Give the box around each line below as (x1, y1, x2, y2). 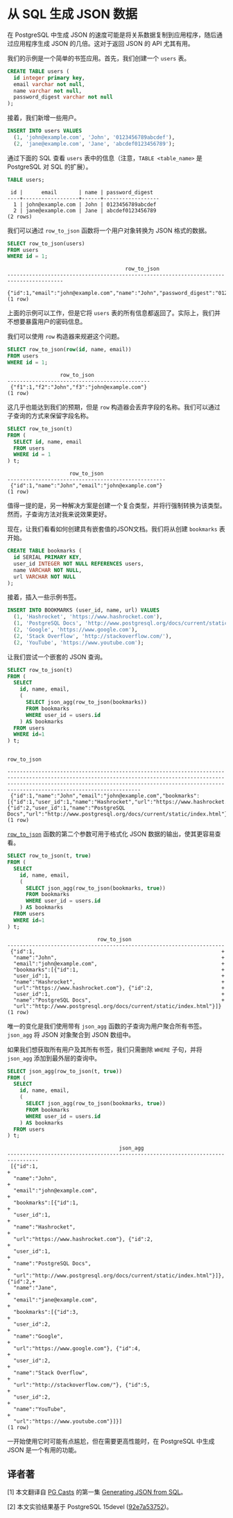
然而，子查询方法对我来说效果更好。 (7, 510, 111, 518)
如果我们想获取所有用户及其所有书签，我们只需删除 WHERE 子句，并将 (7, 1045, 202, 1054)
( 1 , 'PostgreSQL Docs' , (13, 620, 82, 627)
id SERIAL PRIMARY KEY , (13, 554, 82, 561)
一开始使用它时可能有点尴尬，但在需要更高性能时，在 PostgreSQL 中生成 (7, 1437, 215, 1446)
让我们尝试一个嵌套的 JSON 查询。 (7, 652, 107, 661)
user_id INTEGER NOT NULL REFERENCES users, (13, 560, 144, 567)
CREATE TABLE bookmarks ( (7, 548, 82, 555)
